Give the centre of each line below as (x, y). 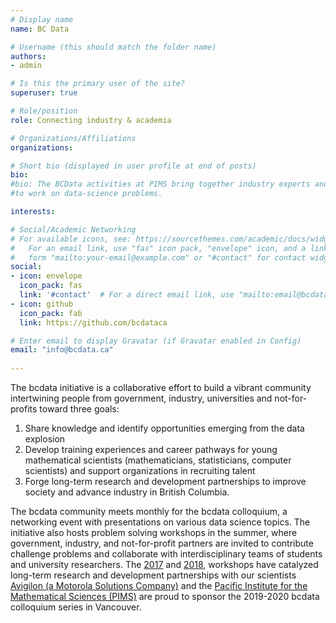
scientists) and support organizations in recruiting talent (140, 470)
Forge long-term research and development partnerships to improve (165, 481)
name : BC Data (40, 29)
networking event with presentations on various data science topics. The (160, 522)
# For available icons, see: (71, 239)
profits (24, 409)
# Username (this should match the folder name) (113, 47)
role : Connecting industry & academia (91, 120)
